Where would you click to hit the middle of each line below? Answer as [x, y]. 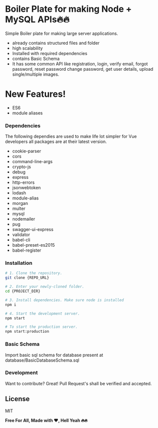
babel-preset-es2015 [33, 245]
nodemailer [24, 219]
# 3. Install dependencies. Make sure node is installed [65, 300]
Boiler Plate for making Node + [68, 9]
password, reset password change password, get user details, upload [83, 69]
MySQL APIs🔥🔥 [37, 19]
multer [19, 209]
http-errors [23, 182]
